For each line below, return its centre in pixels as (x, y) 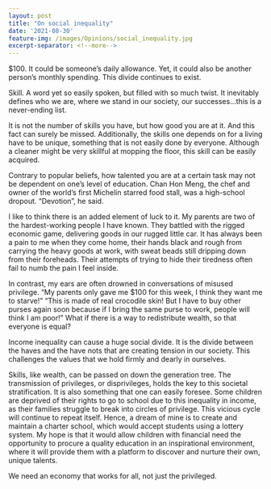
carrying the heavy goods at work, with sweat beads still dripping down (127, 251)
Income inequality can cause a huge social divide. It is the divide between (131, 342)
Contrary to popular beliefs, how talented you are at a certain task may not (132, 176)
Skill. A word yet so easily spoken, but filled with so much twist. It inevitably (134, 93)
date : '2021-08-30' (41, 31)
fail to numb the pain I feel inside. (64, 268)
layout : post (30, 16)
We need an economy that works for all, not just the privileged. (113, 476)
